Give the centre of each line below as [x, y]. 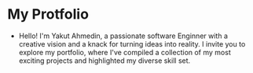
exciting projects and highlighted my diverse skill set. [104, 61]
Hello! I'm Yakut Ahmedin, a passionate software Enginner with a [123, 36]
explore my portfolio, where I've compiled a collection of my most [125, 52]
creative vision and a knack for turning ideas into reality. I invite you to [132, 43]
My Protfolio [48, 14]
